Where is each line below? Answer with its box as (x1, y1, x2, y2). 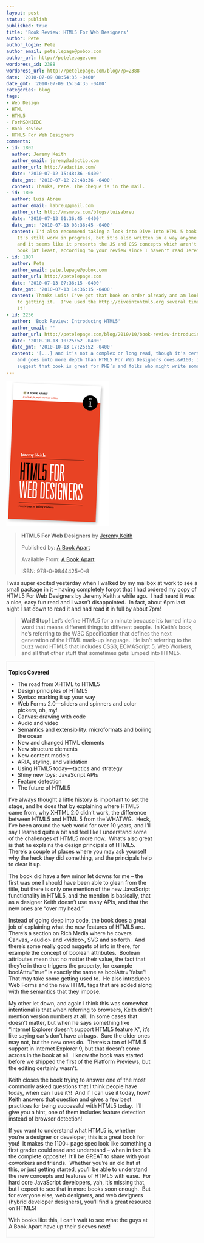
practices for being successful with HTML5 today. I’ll (8, 1102, 142, 1109)
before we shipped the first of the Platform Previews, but (8, 1058, 151, 1065)
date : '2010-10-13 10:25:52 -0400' (12, 338, 102, 344)
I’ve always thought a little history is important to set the (8, 796, 149, 803)
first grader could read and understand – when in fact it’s (8, 1146, 151, 1153)
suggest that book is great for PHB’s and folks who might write (17, 363, 186, 369)
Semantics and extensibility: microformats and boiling (17, 726, 152, 733)
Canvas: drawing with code (17, 713, 86, 720)
